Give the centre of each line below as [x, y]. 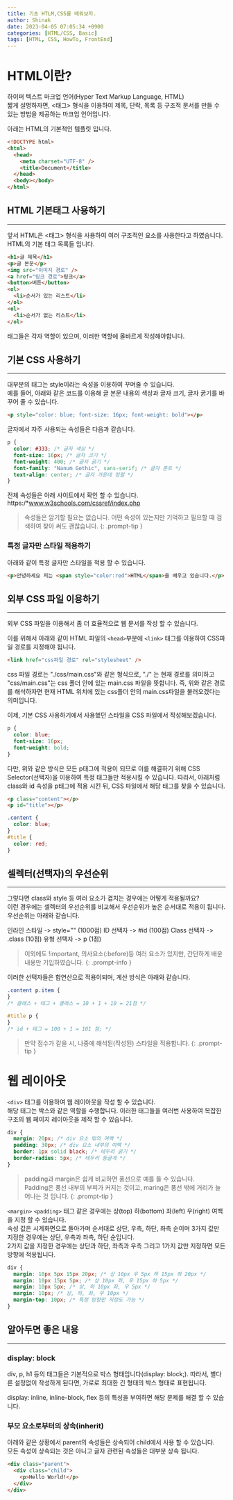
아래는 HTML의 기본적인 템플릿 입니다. [60, 129]
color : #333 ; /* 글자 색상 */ [54, 449]
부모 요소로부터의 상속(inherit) [55, 1426]
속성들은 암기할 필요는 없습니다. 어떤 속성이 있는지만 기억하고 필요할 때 [119, 517]
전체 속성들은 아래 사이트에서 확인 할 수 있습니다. [73, 495]
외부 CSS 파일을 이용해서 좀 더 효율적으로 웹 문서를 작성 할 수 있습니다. [103, 624]
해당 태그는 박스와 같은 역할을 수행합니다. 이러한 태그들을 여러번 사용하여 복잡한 [114, 1111]
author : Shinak [29, 20]
